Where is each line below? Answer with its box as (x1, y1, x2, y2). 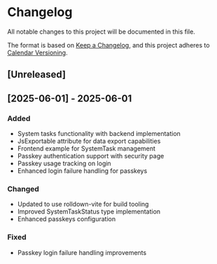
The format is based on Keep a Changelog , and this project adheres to (7, 41, 210, 49)
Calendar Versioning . (7, 48, 68, 57)
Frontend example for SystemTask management (17, 144, 156, 153)
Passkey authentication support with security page (17, 152, 164, 160)
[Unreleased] (7, 69, 66, 81)
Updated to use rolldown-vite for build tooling (17, 200, 149, 209)
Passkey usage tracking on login (17, 159, 111, 168)
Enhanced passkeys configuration (17, 215, 116, 223)
